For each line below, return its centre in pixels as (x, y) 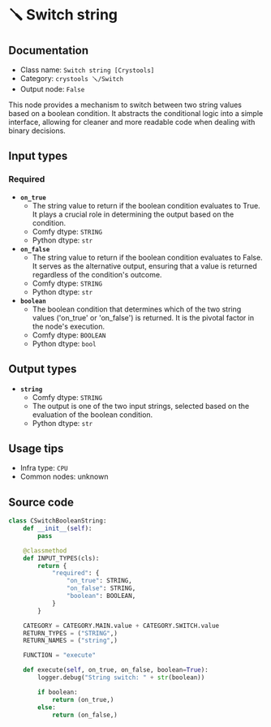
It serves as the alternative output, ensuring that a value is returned (144, 266)
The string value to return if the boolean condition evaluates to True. (146, 205)
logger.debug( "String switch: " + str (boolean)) (121, 678)
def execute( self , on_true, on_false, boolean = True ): (116, 670)
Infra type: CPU (44, 468)
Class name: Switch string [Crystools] (87, 70)
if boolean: (58, 692)
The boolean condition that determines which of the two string (137, 309)
